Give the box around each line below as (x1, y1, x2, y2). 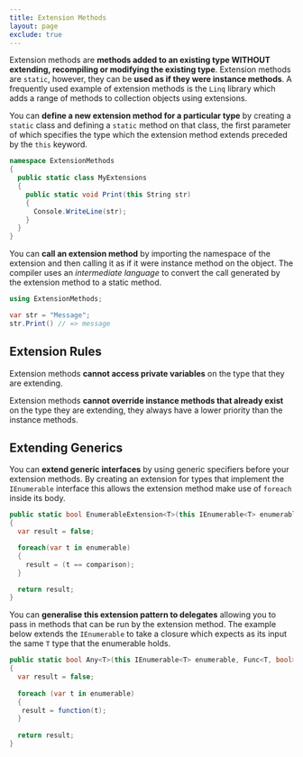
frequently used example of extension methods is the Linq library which (9, 83, 277, 95)
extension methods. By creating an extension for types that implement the (9, 474, 285, 485)
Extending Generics (9, 440, 124, 455)
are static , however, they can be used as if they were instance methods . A (9, 74, 292, 85)
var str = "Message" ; (9, 311, 91, 320)
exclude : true (9, 30, 63, 39)
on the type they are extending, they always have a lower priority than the (9, 405, 283, 415)
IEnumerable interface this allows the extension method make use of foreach (9, 483, 292, 494)
